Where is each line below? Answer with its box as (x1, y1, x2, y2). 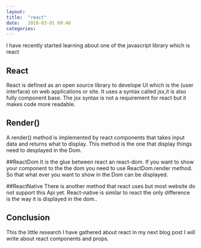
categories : (6, 25, 36, 32)
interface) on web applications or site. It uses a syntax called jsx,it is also (6, 88, 187, 95)
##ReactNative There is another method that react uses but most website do (6, 182, 196, 189)
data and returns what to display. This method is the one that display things (6, 140, 192, 147)
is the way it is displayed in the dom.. (6, 195, 98, 202)
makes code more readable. (6, 101, 76, 108)
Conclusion (6, 213, 50, 223)
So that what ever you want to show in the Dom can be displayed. (6, 171, 169, 178)
